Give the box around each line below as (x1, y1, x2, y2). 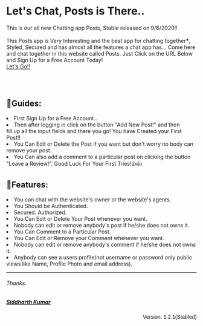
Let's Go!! (6, 62, 31, 70)
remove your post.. (6, 146, 53, 154)
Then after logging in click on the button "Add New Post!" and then (14, 121, 180, 128)
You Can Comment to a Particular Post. (14, 228, 111, 235)
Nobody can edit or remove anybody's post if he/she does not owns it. (14, 221, 190, 229)
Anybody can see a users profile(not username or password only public (14, 253, 192, 261)
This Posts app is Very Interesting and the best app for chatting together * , (6, 37, 191, 44)
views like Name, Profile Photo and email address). (6, 260, 133, 267)
